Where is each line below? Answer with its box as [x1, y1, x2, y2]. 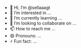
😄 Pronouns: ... [9, 33, 42, 39]
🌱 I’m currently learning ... [9, 15, 62, 21]
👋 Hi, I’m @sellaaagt [9, 5, 51, 10]
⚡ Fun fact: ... [9, 38, 37, 44]
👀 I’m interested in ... [9, 10, 52, 16]
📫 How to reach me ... [9, 26, 55, 31]
